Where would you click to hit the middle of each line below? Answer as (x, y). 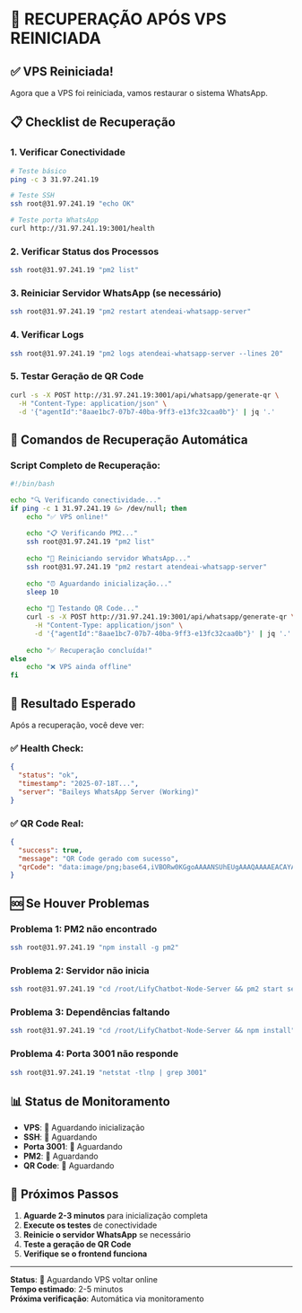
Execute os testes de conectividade (90, 1225)
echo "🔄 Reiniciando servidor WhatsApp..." (109, 559)
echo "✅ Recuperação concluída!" (90, 650)
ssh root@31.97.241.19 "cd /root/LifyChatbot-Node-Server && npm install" (153, 1031)
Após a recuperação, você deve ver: (77, 725)
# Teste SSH (32, 196)
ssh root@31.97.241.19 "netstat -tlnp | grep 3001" (108, 1072)
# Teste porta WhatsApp (55, 220)
